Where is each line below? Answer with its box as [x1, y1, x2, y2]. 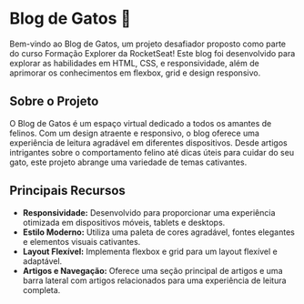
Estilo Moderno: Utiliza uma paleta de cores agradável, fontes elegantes [22, 227, 296, 238]
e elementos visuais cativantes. [22, 236, 141, 247]
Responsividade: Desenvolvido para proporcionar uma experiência [22, 207, 276, 218]
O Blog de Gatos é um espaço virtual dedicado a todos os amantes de [9, 117, 272, 128]
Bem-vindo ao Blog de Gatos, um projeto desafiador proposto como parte [9, 38, 287, 49]
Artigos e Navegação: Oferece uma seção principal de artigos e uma [22, 265, 283, 276]
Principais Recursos [9, 183, 126, 198]
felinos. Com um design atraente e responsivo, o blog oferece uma [9, 127, 259, 138]
